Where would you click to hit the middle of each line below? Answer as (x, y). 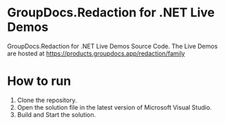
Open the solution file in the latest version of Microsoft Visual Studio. (114, 107)
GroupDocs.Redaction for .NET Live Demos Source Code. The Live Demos (112, 46)
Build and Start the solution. (56, 114)
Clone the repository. (47, 100)
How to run (39, 81)
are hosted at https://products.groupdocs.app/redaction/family (96, 53)
